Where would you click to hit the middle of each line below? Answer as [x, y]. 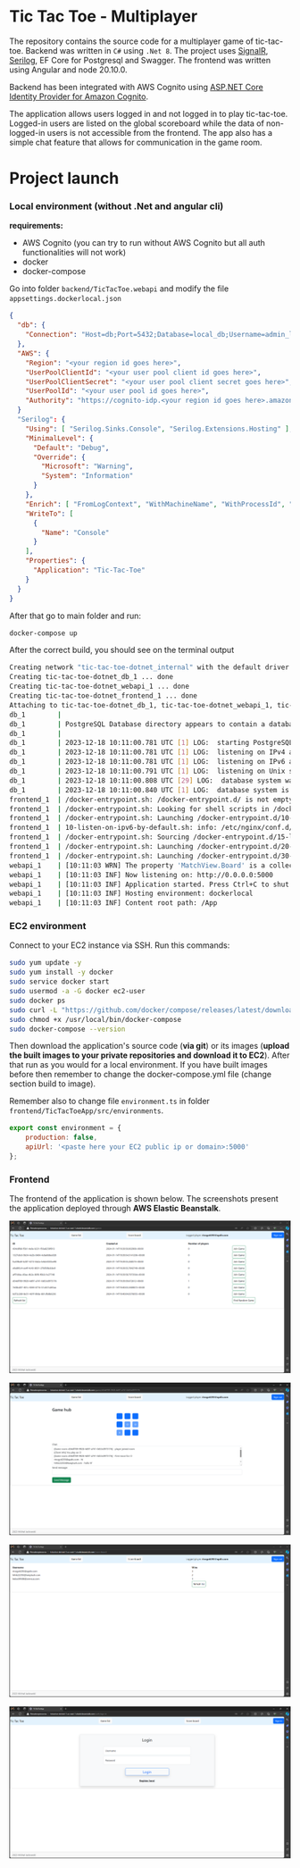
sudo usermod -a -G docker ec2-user [77, 992]
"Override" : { [59, 457]
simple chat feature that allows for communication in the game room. [136, 142]
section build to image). [53, 1084]
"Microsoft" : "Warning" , [87, 466]
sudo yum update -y [46, 963]
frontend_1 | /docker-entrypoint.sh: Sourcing [100, 837]
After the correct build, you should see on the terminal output [122, 650]
